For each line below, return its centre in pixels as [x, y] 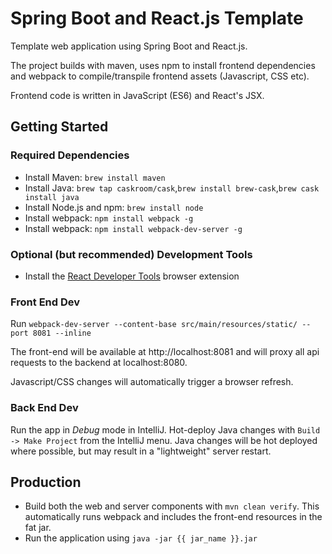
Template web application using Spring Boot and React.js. [129, 46]
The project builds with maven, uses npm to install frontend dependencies [163, 65]
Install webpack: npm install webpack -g [109, 218]
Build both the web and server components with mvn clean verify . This [172, 506]
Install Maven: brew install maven [95, 177]
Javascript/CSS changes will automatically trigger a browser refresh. [152, 382]
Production [46, 482]
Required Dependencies [70, 155]
